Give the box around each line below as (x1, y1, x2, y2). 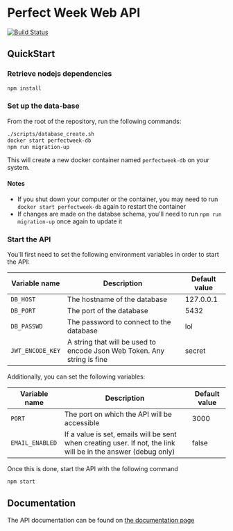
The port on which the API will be (64, 409, 172, 419)
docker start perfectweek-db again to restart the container (17, 202, 187, 210)
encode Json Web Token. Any (67, 346, 165, 356)
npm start (7, 478, 36, 485)
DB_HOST (10, 295, 36, 303)
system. (7, 164, 30, 172)
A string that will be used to (67, 337, 156, 347)
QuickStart (7, 48, 55, 60)
